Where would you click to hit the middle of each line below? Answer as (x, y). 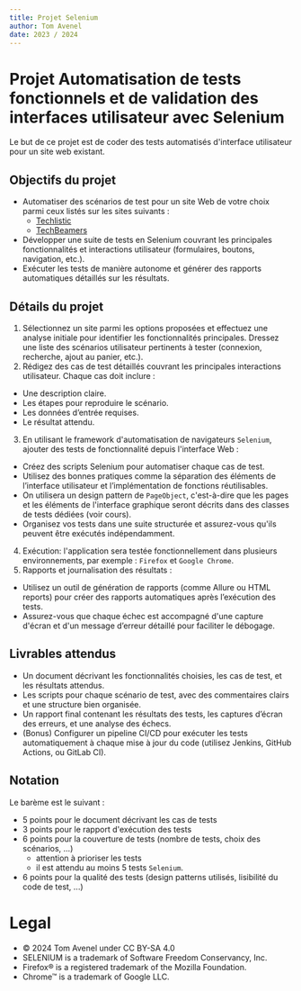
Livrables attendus (63, 654)
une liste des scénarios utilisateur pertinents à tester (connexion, (142, 347)
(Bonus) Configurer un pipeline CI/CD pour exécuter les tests (135, 733)
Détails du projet (57, 306)
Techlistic (53, 221)
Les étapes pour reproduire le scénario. (95, 402)
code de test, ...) (53, 887)
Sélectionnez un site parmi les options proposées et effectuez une (145, 328)
